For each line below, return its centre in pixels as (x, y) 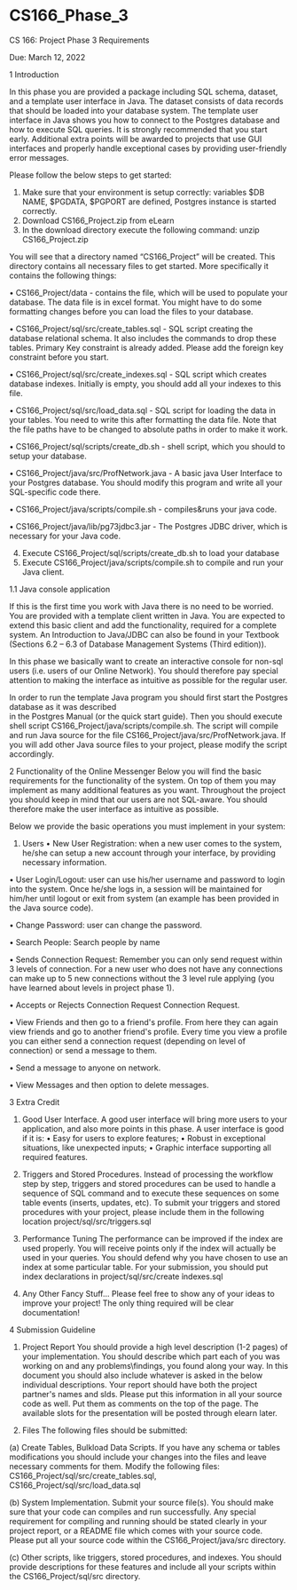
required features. (55, 1157)
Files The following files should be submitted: (105, 1430)
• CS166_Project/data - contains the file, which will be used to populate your (148, 292)
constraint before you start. (59, 357)
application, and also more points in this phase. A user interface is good (153, 1128)
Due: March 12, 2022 (47, 57)
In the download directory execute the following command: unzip (141, 230)
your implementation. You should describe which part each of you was (151, 1356)
